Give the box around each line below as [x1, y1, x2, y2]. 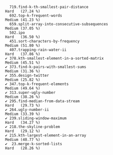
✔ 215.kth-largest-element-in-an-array [5, 133, 87, 138]
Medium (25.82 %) [5, 77, 41, 82]
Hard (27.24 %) [5, 9, 41, 14]
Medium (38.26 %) [5, 94, 41, 99]
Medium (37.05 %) [5, 26, 41, 31]
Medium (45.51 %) [5, 60, 41, 65]
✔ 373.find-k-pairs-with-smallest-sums [5, 65, 87, 69]
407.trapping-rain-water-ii [9, 47, 67, 52]
